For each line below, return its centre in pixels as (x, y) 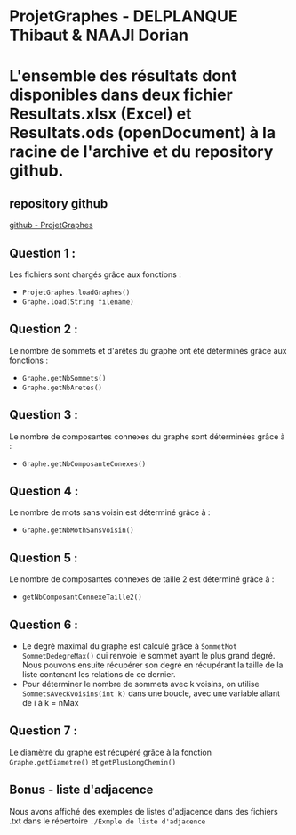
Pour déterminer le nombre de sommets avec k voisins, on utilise (140, 684)
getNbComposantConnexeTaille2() (82, 598)
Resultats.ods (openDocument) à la (143, 133)
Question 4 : (44, 491)
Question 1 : (43, 253)
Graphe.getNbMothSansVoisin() (78, 531)
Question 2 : (44, 329)
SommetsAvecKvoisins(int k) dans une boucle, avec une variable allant (151, 693)
